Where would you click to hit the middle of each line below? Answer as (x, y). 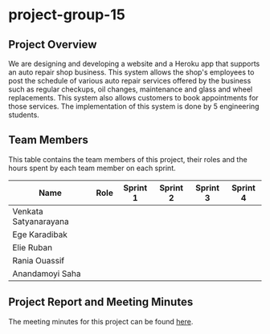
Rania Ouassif (39, 260)
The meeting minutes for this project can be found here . (101, 321)
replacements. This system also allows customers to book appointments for (133, 98)
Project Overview (53, 45)
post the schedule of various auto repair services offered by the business (130, 81)
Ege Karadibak (40, 234)
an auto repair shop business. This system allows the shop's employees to (131, 72)
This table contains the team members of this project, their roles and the (128, 159)
